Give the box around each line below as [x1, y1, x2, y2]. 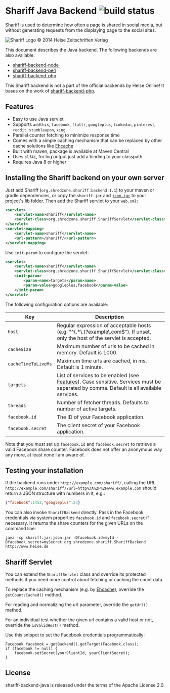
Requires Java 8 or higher [12, 159, 67, 165]
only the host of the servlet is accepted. [57, 334, 151, 341]
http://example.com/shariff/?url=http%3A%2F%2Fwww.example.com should [5, 485, 157, 491]
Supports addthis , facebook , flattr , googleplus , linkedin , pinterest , [12, 121, 156, 127]
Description [95, 313, 124, 320]
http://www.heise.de [5, 544, 49, 549]
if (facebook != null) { [5, 646, 58, 652]
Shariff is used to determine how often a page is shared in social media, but [5, 22, 163, 28]
